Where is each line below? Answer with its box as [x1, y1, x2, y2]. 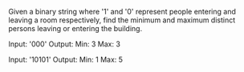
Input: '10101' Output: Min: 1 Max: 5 [8, 55, 123, 64]
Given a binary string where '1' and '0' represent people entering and [8, 7, 237, 16]
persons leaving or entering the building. [8, 24, 143, 33]
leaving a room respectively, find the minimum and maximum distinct [8, 15, 236, 25]
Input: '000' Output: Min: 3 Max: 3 [8, 39, 120, 49]
